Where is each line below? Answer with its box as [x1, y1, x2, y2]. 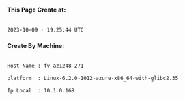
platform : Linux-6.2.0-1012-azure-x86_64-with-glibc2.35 [7, 75, 179, 82]
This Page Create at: [7, 5, 66, 14]
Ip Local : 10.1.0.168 [7, 88, 75, 95]
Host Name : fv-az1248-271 [7, 62, 84, 70]
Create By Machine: [7, 41, 65, 49]
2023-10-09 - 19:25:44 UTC [7, 27, 84, 34]
